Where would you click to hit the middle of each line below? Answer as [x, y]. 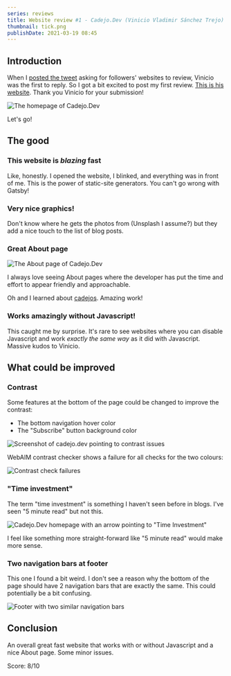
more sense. [25, 545]
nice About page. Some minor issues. [61, 652]
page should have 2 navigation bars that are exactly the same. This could [111, 585]
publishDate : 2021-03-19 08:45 [52, 33]
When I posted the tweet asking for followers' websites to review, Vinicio [111, 78]
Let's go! [20, 119]
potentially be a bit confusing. [49, 593]
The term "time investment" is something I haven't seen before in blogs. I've [115, 504]
